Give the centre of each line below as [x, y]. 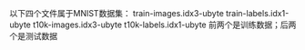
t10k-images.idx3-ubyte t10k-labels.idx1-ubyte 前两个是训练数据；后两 [165, 25]
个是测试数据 [33, 36]
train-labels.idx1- [258, 13]
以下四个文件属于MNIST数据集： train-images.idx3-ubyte [117, 13]
